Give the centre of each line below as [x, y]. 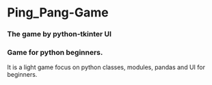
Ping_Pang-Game [58, 13]
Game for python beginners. [55, 53]
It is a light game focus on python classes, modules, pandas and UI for [106, 67]
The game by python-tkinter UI [59, 34]
